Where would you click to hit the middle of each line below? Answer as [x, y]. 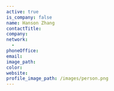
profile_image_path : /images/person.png [58, 78]
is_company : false [29, 17]
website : [17, 73]
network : [17, 40]
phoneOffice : [22, 51]
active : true [22, 12]
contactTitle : [24, 28]
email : [14, 56]
